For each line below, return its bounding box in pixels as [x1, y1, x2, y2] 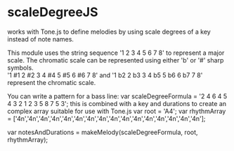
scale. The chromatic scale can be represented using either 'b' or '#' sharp [7, 55, 224, 64]
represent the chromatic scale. [7, 78, 96, 86]
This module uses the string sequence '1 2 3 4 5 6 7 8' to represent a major [7, 48, 225, 57]
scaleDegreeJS [7, 4, 98, 20]
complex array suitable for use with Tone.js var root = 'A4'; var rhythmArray [7, 107, 226, 115]
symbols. [7, 63, 34, 72]
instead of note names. [7, 34, 74, 43]
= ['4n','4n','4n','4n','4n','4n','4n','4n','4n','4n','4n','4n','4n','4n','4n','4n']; [7, 114, 206, 123]
